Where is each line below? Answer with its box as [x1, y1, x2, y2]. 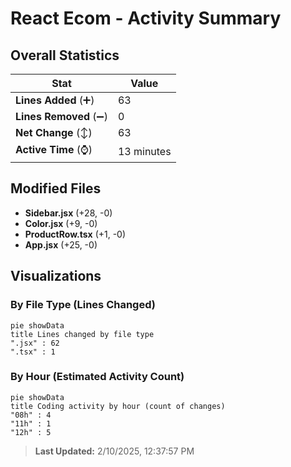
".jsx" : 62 [10, 338, 60, 348]
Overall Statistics [10, 47, 120, 64]
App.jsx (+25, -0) [24, 238, 98, 251]
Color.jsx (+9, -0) [24, 217, 98, 229]
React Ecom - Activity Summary [10, 7, 282, 30]
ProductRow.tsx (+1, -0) [24, 228, 127, 240]
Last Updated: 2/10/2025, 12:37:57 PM [34, 445, 195, 457]
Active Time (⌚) [15, 143, 93, 156]
